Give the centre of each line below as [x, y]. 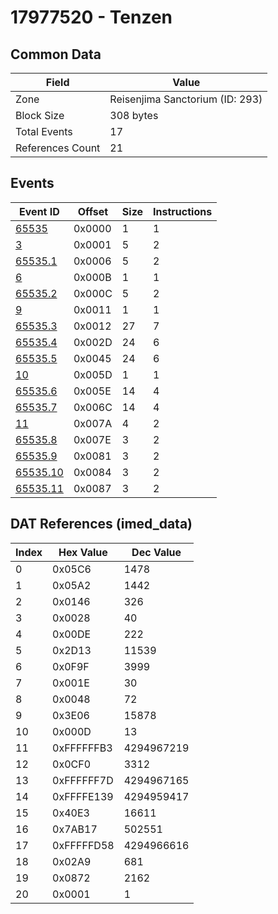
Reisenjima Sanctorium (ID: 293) [186, 99]
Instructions [183, 211]
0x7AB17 [75, 829]
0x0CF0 [72, 764]
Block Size [40, 115]
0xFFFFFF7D [83, 780]
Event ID [39, 211]
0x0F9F [71, 666]
